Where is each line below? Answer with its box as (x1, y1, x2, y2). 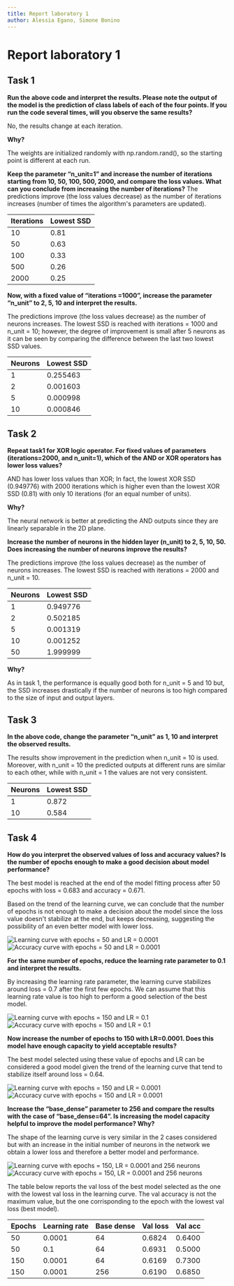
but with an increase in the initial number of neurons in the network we (7, 1140, 211, 1148)
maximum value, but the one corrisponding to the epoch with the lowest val (7, 1197, 225, 1206)
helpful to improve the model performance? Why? (7, 1119, 155, 1127)
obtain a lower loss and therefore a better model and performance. (7, 1148, 199, 1156)
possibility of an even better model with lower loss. (7, 922, 154, 930)
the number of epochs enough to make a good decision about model (7, 858, 210, 866)
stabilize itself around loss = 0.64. (7, 1070, 105, 1078)
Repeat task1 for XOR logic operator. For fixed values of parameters (7, 447, 207, 455)
